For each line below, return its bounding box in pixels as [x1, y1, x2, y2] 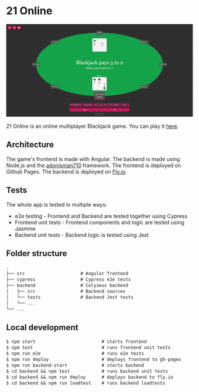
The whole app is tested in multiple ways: [6, 201, 107, 208]
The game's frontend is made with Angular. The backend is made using [6, 155, 181, 162]
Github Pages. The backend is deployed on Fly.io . [6, 168, 127, 175]
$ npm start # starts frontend [6, 339, 147, 345]
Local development [6, 322, 79, 332]
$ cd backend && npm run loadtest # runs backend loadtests [6, 380, 166, 386]
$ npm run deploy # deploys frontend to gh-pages [6, 356, 182, 362]
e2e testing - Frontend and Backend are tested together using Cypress [14, 212, 188, 220]
